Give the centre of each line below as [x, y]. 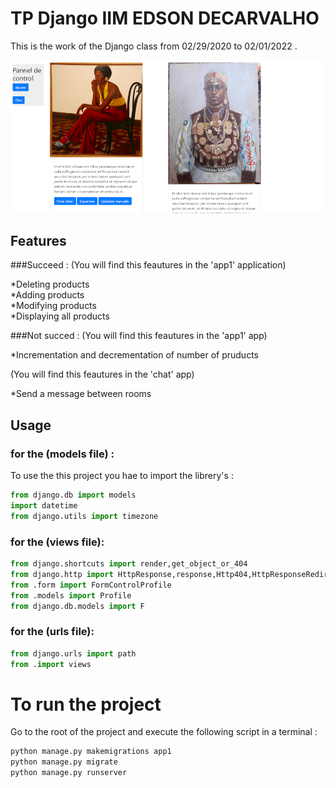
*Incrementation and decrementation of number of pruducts [134, 355]
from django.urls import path [73, 653]
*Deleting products [50, 284]
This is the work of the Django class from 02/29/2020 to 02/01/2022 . [154, 46]
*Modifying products [53, 306]
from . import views [51, 664]
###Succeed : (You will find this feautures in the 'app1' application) [148, 265]
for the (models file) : [62, 454]
